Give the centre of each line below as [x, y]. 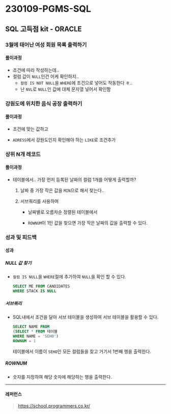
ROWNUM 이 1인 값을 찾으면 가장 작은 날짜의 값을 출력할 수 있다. [88, 223]
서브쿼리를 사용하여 [39, 201]
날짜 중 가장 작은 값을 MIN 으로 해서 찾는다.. [62, 190]
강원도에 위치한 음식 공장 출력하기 [44, 103]
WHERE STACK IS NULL [34, 291]
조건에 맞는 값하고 [30, 129]
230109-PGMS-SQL [48, 9]
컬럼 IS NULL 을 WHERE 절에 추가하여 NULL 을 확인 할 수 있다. [69, 277]
